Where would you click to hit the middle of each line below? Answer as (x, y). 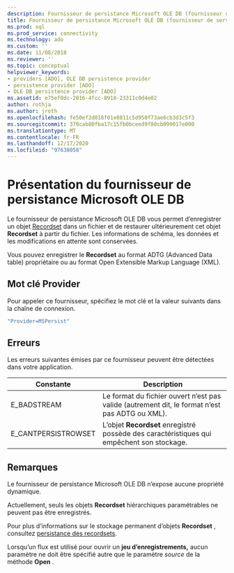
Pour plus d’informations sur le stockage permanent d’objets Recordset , (111, 526)
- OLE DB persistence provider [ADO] (62, 92)
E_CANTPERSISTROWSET (53, 434)
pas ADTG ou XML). (134, 414)
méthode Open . (31, 562)
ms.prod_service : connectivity (53, 33)
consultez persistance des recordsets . (62, 534)
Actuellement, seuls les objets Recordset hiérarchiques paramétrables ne (112, 505)
